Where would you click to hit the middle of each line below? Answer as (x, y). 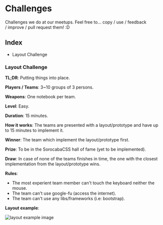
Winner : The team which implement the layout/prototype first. (67, 140)
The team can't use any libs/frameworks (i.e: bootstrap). (68, 199)
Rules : (11, 174)
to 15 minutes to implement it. (35, 131)
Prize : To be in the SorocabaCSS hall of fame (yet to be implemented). (75, 149)
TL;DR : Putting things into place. (37, 78)
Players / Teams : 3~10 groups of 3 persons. (49, 87)
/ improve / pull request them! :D (37, 27)
